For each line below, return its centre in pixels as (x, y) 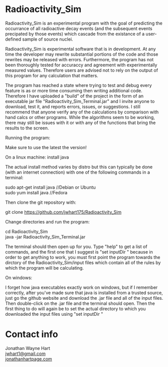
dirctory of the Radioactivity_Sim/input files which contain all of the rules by (83, 263)
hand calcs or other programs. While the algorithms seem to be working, (80, 117)
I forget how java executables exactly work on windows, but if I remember (81, 287)
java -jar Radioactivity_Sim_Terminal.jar (45, 236)
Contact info (32, 334)
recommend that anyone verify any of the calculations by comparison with (82, 112)
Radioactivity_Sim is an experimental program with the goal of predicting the (84, 23)
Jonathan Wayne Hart (28, 348)
